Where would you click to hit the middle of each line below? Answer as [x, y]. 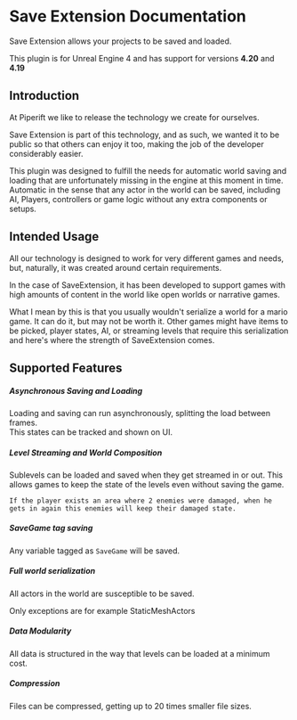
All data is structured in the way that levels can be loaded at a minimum [140, 653]
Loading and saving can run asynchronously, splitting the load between [140, 413]
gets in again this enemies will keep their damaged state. [123, 508]
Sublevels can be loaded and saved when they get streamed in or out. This [146, 475]
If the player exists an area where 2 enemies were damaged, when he [141, 501]
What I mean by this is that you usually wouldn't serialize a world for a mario [148, 311]
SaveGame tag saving [51, 528]
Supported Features [66, 368]
